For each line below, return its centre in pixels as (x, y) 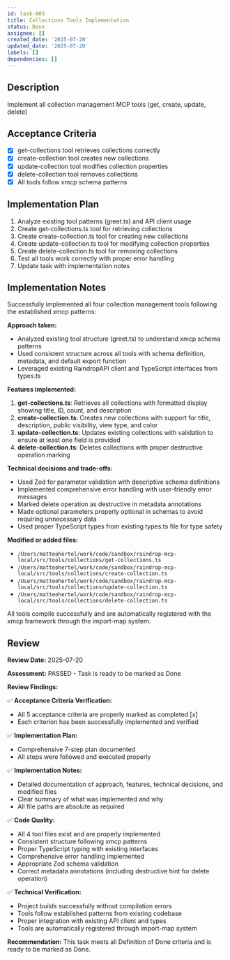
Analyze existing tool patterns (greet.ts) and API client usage (104, 221)
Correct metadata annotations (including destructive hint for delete (113, 871)
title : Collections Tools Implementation (68, 20)
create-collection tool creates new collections (83, 158)
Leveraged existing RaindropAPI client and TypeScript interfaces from (117, 369)
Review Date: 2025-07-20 (45, 660)
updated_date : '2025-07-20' (48, 46)
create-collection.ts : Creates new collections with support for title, (114, 418)
